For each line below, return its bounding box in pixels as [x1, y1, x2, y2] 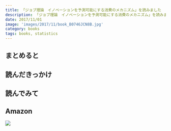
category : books [5, 27, 40, 32]
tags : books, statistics [5, 31, 58, 36]
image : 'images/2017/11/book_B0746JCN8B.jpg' [5, 21, 103, 27]
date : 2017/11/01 [5, 17, 42, 22]
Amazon [5, 107, 33, 115]
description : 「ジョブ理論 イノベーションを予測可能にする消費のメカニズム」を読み [5, 12, 164, 17]
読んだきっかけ [5, 70, 52, 79]
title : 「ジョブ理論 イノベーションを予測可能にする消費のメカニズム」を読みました [5, 7, 161, 13]
